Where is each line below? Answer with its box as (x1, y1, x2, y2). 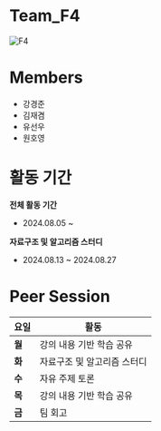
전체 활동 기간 (9, 199, 57, 210)
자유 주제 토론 (39, 372, 95, 385)
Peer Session (9, 287, 110, 307)
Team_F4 (9, 5, 80, 26)
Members (9, 67, 83, 88)
